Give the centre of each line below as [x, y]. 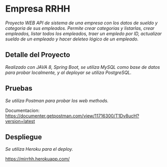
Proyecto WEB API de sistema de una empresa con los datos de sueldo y [81, 23]
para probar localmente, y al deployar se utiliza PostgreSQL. [68, 72]
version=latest [20, 121]
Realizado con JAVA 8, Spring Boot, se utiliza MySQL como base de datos [83, 67]
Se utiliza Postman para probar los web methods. [57, 100]
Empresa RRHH [38, 9]
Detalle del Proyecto [38, 55]
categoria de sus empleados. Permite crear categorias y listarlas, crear [80, 28]
